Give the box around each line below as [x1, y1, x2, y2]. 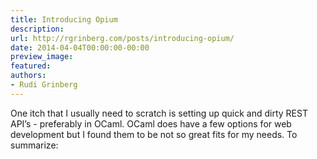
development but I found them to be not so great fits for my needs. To [10, 128, 298, 140]
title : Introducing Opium [10, 14, 118, 25]
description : [10, 24, 65, 34]
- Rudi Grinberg [10, 80, 78, 90]
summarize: [10, 139, 59, 151]
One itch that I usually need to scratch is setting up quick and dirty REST [10, 107, 308, 119]
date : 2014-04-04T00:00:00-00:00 [10, 42, 150, 53]
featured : [10, 61, 52, 71]
